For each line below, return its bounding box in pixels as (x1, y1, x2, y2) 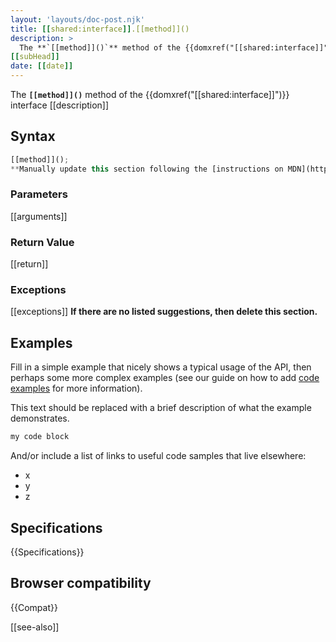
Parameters (10, 187, 68, 201)
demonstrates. (10, 412, 70, 425)
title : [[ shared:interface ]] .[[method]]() (10, 24, 190, 34)
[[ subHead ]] (10, 52, 60, 62)
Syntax (10, 128, 56, 145)
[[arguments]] (10, 210, 68, 222)
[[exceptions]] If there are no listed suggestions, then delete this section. (10, 306, 318, 318)
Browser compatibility (10, 575, 152, 592)
